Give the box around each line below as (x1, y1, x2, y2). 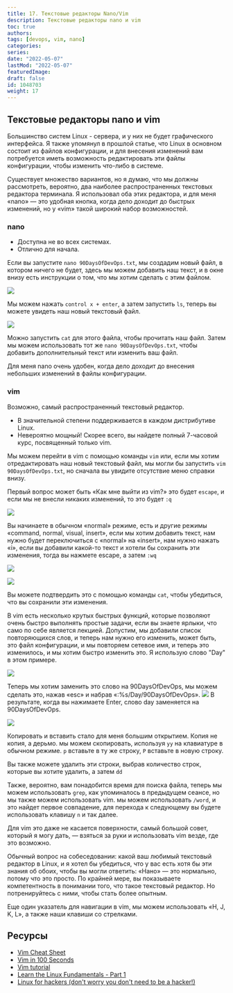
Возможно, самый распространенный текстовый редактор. (7, 403, 184, 411)
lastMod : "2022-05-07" (7, 62, 73, 69)
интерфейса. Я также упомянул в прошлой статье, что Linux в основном (7, 139, 222, 147)
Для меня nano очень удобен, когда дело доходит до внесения (7, 362, 195, 371)
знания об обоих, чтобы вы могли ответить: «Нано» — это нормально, (7, 866, 217, 875)
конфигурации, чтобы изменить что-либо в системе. (7, 161, 164, 170)
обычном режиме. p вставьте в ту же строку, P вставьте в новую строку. (7, 746, 224, 754)
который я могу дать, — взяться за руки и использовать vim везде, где (7, 831, 218, 839)
